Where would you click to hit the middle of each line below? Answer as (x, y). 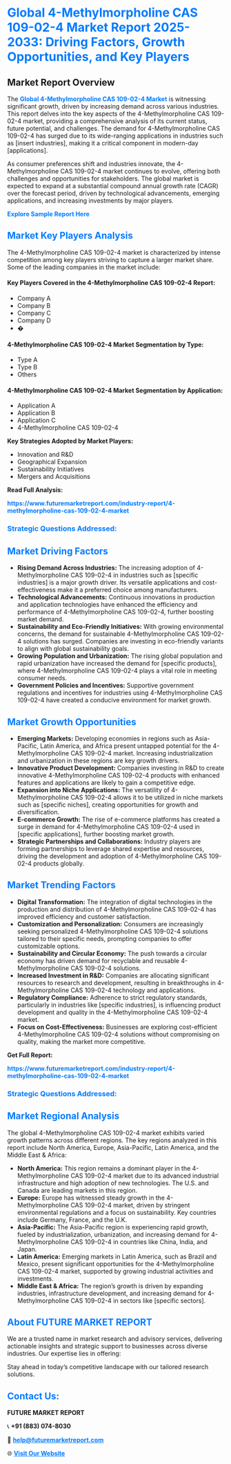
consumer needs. (42, 678)
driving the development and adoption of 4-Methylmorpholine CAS (112, 856)
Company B (34, 306)
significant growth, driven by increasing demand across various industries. (113, 106)
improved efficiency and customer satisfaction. (84, 916)
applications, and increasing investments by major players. (90, 201)
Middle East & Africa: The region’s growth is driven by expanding (110, 1285)
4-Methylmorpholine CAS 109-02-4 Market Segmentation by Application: (115, 390)
